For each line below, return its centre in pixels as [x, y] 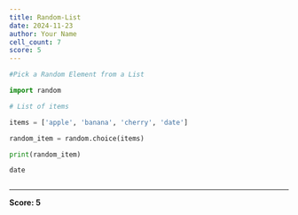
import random [35, 90]
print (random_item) [45, 154]
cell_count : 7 [35, 42]
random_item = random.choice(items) [77, 138]
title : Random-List [45, 17]
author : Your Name [43, 34]
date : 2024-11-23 [41, 26]
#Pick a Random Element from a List [77, 75]
